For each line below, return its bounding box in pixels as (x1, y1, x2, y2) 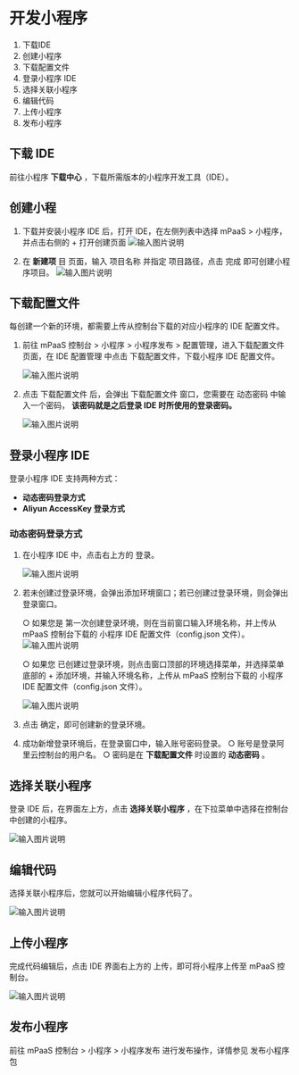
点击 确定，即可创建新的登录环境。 (21, 720, 150, 730)
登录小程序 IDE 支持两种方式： (9, 473, 120, 484)
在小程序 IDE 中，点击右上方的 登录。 (21, 550, 159, 561)
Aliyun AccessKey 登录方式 (21, 504, 125, 514)
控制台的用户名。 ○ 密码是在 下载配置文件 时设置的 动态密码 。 (37, 749, 270, 760)
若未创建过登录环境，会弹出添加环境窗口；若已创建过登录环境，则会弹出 (21, 587, 288, 598)
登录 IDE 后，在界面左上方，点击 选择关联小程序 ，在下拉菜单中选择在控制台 (9, 804, 289, 814)
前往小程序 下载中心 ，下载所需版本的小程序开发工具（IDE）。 (9, 171, 234, 182)
